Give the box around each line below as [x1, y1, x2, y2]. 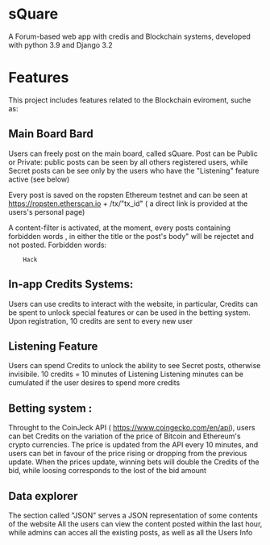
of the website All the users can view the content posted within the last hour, [8, 518, 263, 529]
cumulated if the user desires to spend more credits [8, 378, 181, 388]
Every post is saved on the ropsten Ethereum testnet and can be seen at [8, 190, 248, 199]
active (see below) [8, 174, 70, 184]
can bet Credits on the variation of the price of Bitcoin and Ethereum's [8, 431, 241, 441]
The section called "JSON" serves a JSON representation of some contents [8, 510, 258, 520]
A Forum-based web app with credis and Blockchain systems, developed [8, 31, 251, 41]
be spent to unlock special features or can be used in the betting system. [8, 308, 251, 317]
